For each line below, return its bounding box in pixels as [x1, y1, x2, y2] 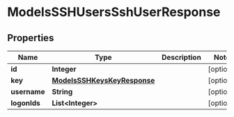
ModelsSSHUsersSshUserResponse [7, 4, 221, 20]
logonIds [10, 98, 40, 108]
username [10, 87, 45, 96]
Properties [7, 32, 54, 44]
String [52, 87, 73, 96]
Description [161, 53, 202, 62]
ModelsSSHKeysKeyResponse [52, 76, 155, 85]
